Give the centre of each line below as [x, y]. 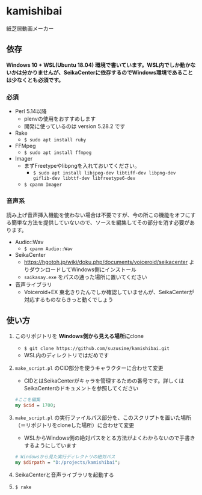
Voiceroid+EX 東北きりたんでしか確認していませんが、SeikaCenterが [109, 292]
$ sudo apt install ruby [55, 140]
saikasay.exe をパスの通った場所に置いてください [85, 277]
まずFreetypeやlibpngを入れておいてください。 [82, 166]
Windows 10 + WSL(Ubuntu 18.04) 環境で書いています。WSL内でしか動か [98, 65]
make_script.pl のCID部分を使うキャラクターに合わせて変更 [89, 368]
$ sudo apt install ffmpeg [58, 153]
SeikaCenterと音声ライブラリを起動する [64, 475]
